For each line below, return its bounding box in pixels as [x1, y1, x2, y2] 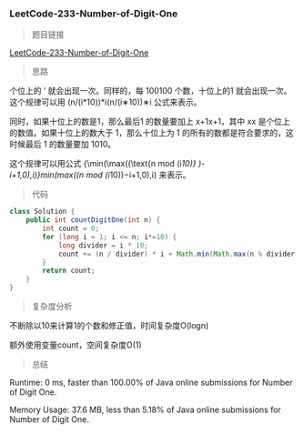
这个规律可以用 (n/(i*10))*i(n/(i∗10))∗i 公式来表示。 [9, 96, 202, 107]
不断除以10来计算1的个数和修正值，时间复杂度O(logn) [9, 320, 209, 331]
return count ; [42, 267, 96, 276]
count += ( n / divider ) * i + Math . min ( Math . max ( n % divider [57, 249, 296, 258]
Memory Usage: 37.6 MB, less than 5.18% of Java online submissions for [9, 404, 282, 416]
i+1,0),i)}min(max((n [9, 169, 85, 180]
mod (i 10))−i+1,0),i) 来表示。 [86, 169, 191, 180]
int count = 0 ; [42, 224, 100, 234]
